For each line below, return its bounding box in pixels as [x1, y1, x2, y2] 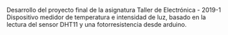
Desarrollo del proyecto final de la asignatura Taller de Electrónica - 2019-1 [6, 6, 221, 14]
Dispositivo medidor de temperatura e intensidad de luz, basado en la [6, 13, 206, 21]
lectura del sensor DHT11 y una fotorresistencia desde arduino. [6, 21, 187, 28]
